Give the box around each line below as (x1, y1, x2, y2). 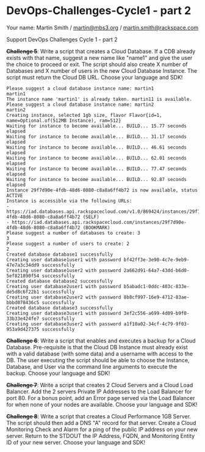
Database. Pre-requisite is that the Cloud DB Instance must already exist (6, 343, 188, 350)
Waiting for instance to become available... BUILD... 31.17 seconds (6, 133, 187, 139)
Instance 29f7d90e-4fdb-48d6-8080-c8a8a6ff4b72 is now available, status (6, 187, 198, 193)
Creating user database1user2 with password (6, 267, 121, 273)
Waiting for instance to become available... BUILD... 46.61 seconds (6, 144, 187, 150)
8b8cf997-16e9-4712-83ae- (123, 294, 190, 300)
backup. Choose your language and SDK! (6, 369, 110, 377)
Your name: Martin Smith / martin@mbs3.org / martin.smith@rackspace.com (6, 24, 199, 31)
